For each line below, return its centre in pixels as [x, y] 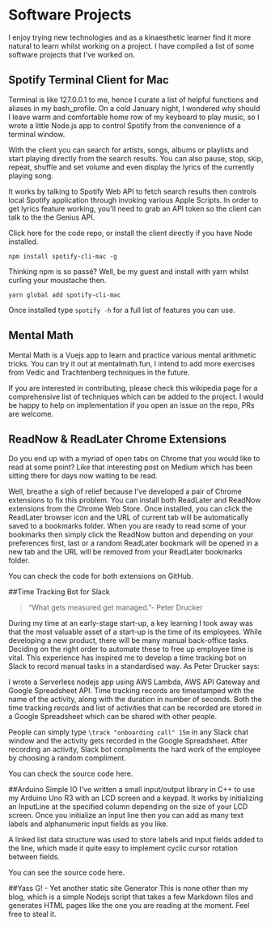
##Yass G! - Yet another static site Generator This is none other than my [129, 889]
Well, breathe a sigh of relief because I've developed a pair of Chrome [125, 491]
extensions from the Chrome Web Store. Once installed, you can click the [131, 509]
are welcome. [31, 413]
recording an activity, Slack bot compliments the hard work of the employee [135, 749]
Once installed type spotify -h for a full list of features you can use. [122, 310]
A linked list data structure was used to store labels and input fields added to [136, 840]
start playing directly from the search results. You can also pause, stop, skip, [136, 158]
